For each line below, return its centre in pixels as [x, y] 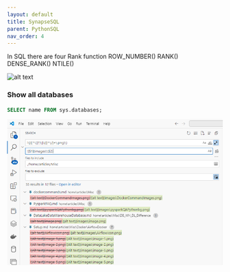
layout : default [30, 14]
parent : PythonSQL [33, 29]
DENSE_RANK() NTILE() [40, 64]
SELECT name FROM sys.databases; [55, 110]
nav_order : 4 [26, 36]
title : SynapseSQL [33, 22]
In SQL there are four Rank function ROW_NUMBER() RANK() [93, 57]
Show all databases [40, 95]
